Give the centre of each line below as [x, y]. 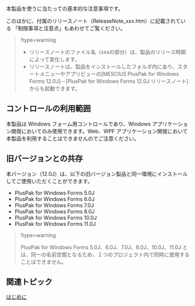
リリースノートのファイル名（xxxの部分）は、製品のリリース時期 [107, 52]
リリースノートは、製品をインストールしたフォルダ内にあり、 [103, 67]
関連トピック [29, 282]
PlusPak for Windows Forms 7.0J [54, 205]
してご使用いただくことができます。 [49, 181]
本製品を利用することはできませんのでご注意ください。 [73, 138]
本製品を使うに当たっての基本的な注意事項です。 [65, 8]
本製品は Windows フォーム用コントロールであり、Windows [78, 124]
